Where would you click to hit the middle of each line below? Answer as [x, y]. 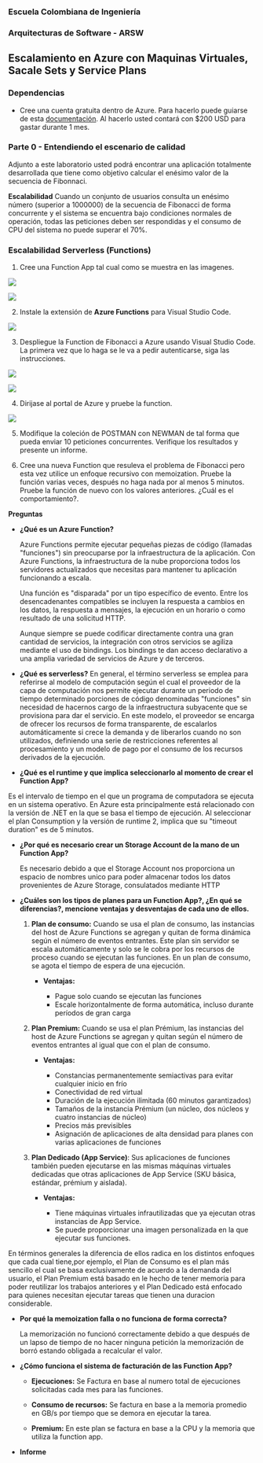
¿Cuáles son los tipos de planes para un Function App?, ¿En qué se [131, 901]
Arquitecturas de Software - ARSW [76, 32]
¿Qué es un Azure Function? [66, 529]
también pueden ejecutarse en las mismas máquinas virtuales [131, 1166]
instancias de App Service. [98, 1222]
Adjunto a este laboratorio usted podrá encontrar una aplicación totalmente [130, 164]
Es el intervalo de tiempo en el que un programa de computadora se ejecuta [131, 796]
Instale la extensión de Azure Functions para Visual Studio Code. [125, 312]
